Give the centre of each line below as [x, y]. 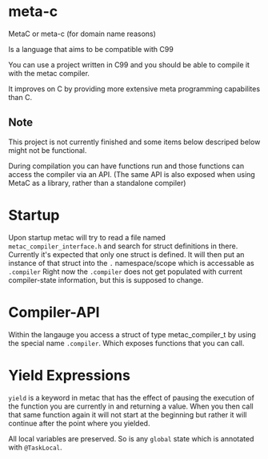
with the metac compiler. [49, 73]
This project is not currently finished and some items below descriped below [134, 142]
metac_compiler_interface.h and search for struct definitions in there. [123, 246]
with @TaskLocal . [35, 447]
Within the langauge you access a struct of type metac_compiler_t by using [132, 334]
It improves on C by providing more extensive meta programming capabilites [134, 89]
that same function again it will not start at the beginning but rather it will [128, 414]
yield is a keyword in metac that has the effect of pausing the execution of [131, 397]
